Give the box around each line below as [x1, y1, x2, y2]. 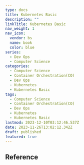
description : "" [5, 17, 39, 22]
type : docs [5, 7, 28, 13]
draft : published [5, 129, 41, 134]
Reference [5, 152, 38, 161]
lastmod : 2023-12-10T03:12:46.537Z [5, 120, 79, 125]
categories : [5, 64, 30, 69]
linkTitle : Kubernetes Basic [5, 21, 66, 27]
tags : [5, 92, 16, 97]
